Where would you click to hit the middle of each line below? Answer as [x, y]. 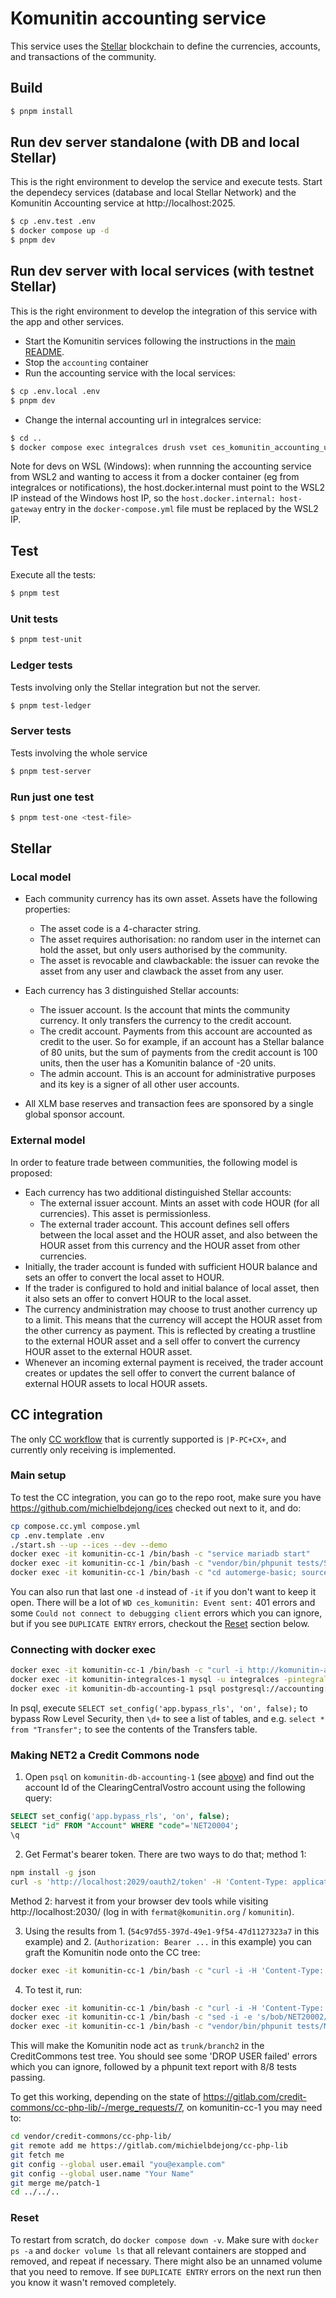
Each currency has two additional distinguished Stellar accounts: [158, 1192]
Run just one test [52, 797]
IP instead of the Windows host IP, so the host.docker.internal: [143, 498]
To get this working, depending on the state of [106, 2097]
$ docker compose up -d [60, 231]
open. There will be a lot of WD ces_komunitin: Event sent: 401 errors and [163, 1603]
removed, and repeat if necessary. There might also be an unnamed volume [166, 2261]
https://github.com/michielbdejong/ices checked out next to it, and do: [156, 1508]
